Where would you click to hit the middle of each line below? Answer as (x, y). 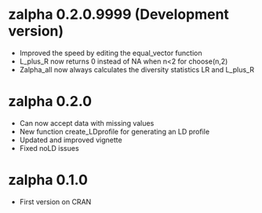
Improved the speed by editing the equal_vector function (111, 53)
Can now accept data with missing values (87, 123)
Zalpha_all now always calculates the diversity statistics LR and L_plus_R (137, 69)
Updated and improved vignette (71, 140)
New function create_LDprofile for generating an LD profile (115, 131)
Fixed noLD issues (49, 148)
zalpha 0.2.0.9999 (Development (119, 15)
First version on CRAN (55, 201)
